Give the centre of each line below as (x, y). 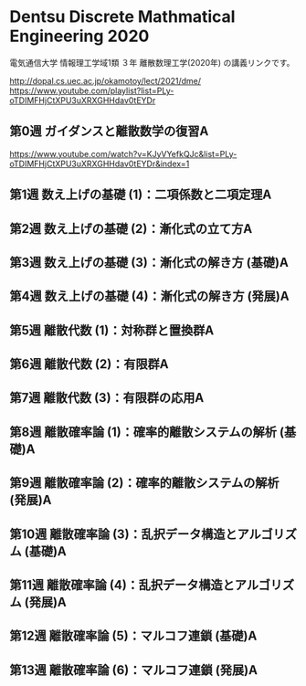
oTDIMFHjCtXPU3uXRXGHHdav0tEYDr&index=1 (100, 164)
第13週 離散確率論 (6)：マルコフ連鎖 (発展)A (134, 670)
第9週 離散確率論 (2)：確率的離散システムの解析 (145, 483)
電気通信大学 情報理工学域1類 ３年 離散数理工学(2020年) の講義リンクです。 (152, 62)
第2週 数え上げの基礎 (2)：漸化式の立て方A (131, 229)
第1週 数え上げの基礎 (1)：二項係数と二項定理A (141, 195)
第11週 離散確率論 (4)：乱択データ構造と (122, 585)
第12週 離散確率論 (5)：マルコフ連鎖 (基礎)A (133, 636)
